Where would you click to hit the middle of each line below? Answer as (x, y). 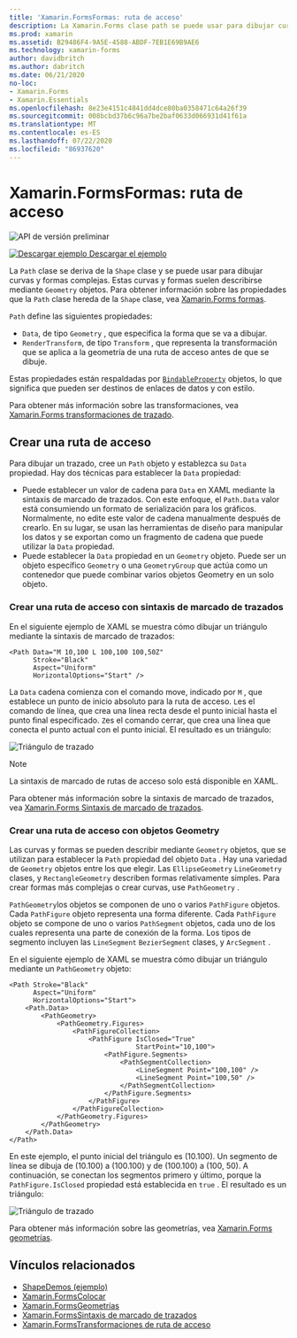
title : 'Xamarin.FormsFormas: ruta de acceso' (96, 17)
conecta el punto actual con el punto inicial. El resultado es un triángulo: (141, 729)
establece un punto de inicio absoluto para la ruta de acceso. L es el (132, 701)
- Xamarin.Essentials (49, 100)
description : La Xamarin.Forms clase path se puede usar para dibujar (142, 26)
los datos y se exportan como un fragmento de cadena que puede (142, 538)
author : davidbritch (47, 58)
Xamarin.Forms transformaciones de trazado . (91, 414)
